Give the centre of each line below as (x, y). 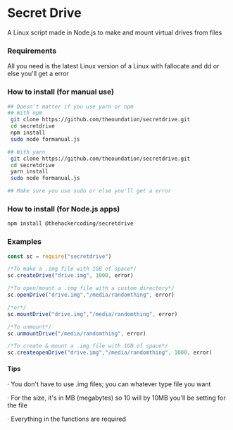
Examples (25, 242)
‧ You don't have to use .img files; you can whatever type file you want (109, 384)
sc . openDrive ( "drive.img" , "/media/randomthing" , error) (91, 295)
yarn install (30, 172)
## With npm (25, 113)
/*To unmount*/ (30, 327)
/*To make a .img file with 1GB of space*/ (72, 269)
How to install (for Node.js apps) (64, 209)
